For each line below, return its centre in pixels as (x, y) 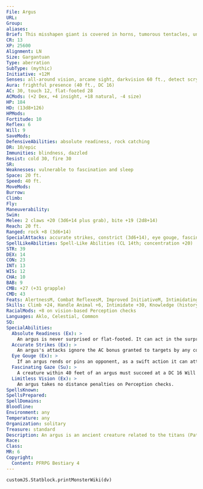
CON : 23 (16, 260)
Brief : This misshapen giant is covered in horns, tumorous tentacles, (98, 35)
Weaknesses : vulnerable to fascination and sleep (70, 170)
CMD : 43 (16, 294)
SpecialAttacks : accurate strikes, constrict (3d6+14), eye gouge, (93, 237)
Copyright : (20, 457)
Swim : (13, 215)
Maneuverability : (28, 209)
